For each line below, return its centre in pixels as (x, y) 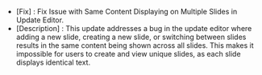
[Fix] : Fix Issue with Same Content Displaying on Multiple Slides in (127, 12)
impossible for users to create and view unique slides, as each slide (128, 54)
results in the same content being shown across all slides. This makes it (135, 45)
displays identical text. (53, 62)
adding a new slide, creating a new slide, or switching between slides (131, 37)
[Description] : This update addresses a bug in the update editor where (134, 28)
